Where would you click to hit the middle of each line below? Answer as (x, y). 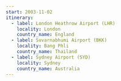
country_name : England (46, 35)
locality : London (39, 29)
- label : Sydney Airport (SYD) (51, 57)
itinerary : (20, 18)
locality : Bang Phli (43, 46)
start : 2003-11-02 (29, 12)
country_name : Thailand (47, 52)
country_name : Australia (48, 69)
